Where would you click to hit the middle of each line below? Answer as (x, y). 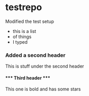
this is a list (24, 31)
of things (22, 37)
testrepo (24, 7)
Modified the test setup (30, 21)
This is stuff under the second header (45, 66)
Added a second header (36, 55)
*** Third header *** (28, 78)
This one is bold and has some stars (43, 89)
